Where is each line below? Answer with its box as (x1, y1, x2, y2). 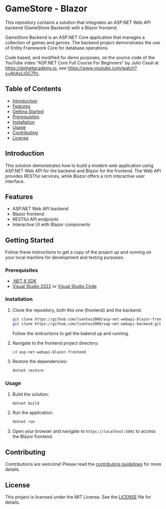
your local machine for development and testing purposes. (5, 254, 125, 261)
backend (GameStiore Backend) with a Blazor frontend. (5, 24, 118, 30)
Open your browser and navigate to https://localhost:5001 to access (12, 428, 156, 435)
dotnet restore (12, 368, 44, 373)
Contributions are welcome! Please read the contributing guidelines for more (5, 461, 162, 467)
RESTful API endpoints (12, 217, 58, 222)
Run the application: (12, 410, 54, 416)
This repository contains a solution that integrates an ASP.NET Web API (5, 19, 151, 25)
